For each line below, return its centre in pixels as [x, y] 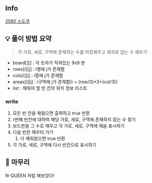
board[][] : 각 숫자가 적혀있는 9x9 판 [49, 62]
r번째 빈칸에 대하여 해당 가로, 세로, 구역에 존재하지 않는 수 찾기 [74, 119]
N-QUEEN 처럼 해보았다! [30, 175]
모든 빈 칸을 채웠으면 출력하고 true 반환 [51, 113]
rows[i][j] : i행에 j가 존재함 [39, 69]
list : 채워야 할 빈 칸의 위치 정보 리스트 [50, 88]
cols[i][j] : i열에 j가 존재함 [38, 75]
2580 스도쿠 [17, 21]
